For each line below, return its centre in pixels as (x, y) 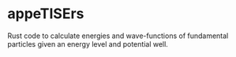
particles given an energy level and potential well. (88, 44)
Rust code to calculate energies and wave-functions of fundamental (118, 36)
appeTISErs (46, 14)
